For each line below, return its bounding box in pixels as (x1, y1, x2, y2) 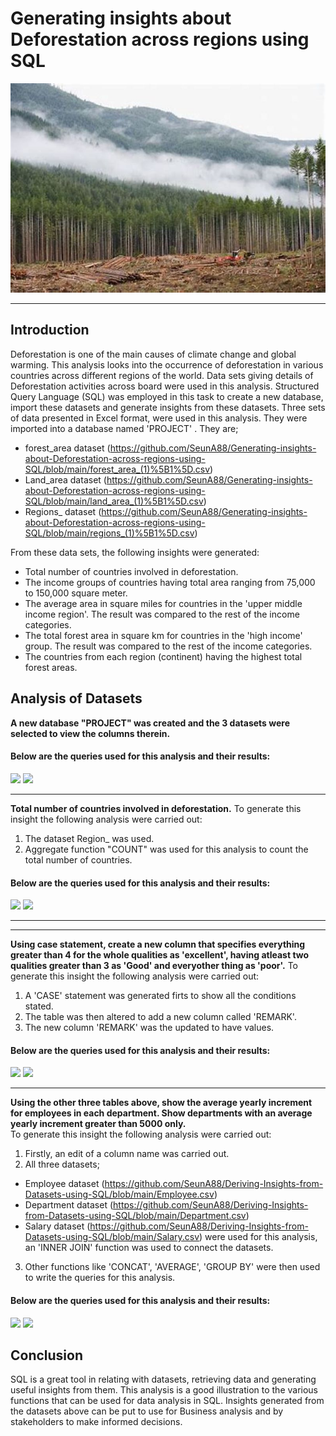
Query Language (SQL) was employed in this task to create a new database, (10, 390, 324, 402)
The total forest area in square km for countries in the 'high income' (24, 629, 303, 641)
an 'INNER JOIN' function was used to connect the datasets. (24, 1242, 274, 1254)
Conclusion (10, 1347, 84, 1364)
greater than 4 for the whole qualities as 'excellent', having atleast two (10, 949, 310, 961)
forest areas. (24, 661, 78, 673)
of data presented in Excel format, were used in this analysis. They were (10, 412, 308, 424)
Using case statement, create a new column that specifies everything (10, 938, 306, 951)
